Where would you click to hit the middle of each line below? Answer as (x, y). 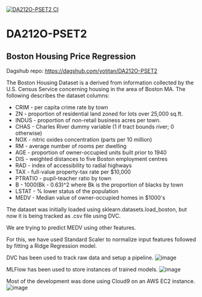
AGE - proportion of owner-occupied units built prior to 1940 (91, 152)
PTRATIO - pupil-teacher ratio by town (63, 178)
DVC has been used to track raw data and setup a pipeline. (80, 258)
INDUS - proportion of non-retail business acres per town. (88, 120)
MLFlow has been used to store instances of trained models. (82, 269)
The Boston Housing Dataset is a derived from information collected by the (100, 83)
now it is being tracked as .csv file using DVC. (64, 216)
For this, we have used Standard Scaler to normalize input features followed (101, 239)
